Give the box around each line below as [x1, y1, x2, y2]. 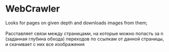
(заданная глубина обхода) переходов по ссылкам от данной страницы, [5, 36, 164, 42]
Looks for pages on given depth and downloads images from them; [5, 20, 148, 26]
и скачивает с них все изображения [5, 41, 85, 47]
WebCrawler [5, 3, 60, 15]
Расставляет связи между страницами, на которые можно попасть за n [5, 30, 163, 36]
